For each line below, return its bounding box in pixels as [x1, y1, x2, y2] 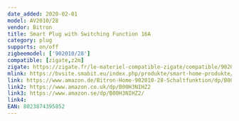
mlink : [7, 70, 27, 77]
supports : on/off [7, 43, 59, 51]
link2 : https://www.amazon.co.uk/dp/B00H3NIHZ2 [7, 83, 152, 90]
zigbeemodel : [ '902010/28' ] [7, 51, 91, 58]
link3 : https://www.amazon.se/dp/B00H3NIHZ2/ [7, 90, 144, 97]
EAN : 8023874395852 [7, 103, 65, 110]
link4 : [7, 97, 27, 104]
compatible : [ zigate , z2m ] [7, 57, 84, 64]
